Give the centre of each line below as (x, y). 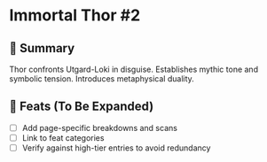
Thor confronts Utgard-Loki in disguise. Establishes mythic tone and (134, 69)
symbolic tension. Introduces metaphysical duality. (102, 79)
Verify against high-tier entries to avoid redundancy (116, 148)
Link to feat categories (63, 137)
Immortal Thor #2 (75, 15)
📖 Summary (42, 48)
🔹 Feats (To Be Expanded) (82, 107)
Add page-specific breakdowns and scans (99, 127)
